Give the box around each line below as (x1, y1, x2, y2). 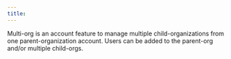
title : (7, 10, 26, 17)
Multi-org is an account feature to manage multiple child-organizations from (7, 29, 224, 37)
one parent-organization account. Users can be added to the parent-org (7, 36, 214, 45)
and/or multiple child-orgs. (7, 44, 84, 52)
